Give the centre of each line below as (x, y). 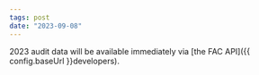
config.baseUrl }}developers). (64, 61)
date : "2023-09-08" (46, 26)
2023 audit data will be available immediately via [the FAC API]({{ (129, 51)
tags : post (30, 17)
